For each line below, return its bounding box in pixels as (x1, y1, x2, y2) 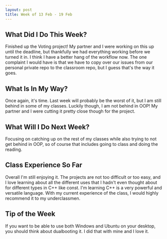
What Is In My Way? (5, 84, 68, 93)
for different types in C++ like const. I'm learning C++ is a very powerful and (5, 185, 162, 191)
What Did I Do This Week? (5, 30, 87, 39)
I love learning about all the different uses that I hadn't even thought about (5, 179, 158, 185)
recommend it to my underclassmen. (5, 195, 81, 201)
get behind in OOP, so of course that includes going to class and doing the (5, 141, 158, 147)
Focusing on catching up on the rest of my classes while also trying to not (5, 135, 157, 142)
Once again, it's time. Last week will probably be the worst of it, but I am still (5, 98, 162, 104)
